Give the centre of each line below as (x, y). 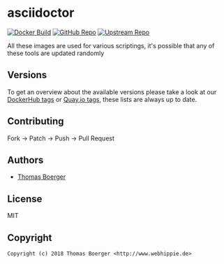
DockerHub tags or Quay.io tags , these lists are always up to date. (102, 99)
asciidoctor (41, 13)
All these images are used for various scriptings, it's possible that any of (111, 45)
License (25, 199)
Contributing (36, 121)
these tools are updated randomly (56, 53)
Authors (25, 160)
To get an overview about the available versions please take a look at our (112, 91)
